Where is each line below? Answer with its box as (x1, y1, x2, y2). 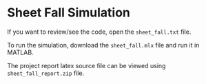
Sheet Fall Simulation (7, 5, 131, 21)
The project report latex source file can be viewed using (7, 61, 166, 70)
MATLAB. (7, 48, 34, 56)
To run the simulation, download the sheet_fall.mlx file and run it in (7, 41, 200, 49)
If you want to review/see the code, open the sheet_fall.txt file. (7, 28, 192, 36)
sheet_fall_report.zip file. (7, 69, 85, 77)
